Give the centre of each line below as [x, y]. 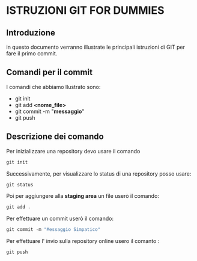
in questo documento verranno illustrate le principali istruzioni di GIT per [95, 47]
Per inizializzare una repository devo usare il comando [73, 151]
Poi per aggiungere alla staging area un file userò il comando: [83, 196]
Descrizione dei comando [55, 137]
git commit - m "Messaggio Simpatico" [53, 230]
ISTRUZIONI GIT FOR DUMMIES [85, 11]
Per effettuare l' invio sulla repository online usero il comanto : [83, 241]
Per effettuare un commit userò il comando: [60, 219]
